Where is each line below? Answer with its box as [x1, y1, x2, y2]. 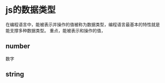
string [5, 70, 24, 79]
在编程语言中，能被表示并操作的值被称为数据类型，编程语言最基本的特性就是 [5, 21, 160, 27]
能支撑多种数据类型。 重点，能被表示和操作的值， [5, 27, 106, 33]
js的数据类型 [5, 4, 56, 16]
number [5, 42, 30, 50]
